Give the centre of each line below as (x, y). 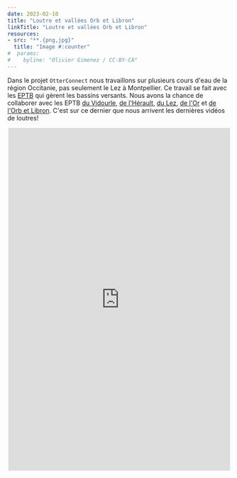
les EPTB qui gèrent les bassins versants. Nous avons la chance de (105, 95)
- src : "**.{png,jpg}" (41, 40)
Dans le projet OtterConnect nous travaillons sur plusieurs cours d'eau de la (117, 80)
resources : (23, 34)
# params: (23, 54)
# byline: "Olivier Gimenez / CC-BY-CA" (73, 60)
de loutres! (23, 118)
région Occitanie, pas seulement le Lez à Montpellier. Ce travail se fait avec (117, 88)
